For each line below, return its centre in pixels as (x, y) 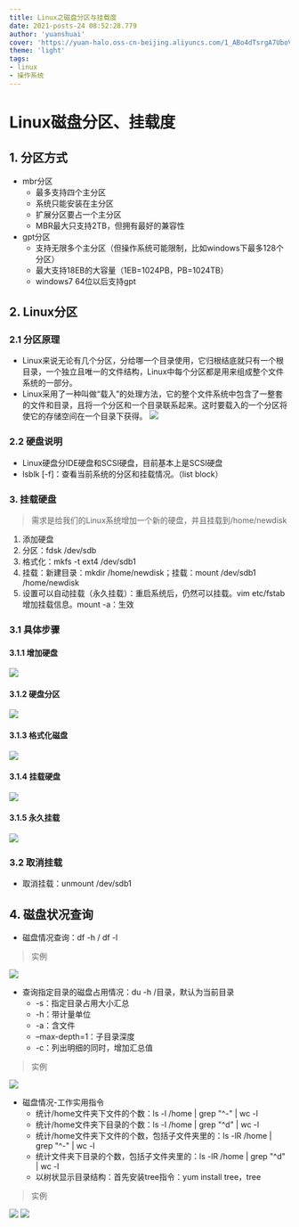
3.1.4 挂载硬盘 (35, 777)
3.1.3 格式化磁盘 (39, 735)
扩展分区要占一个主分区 (78, 214)
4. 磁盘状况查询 (51, 914)
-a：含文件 (55, 1026)
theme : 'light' (37, 51)
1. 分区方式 (39, 158)
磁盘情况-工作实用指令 (63, 1102)
